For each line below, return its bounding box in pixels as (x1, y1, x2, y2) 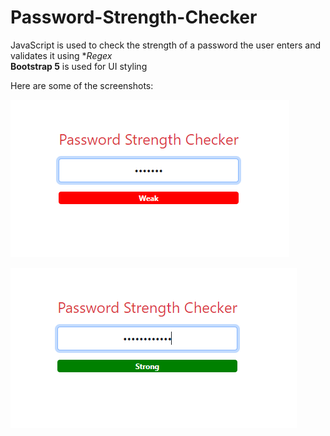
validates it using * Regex (10, 49, 113, 61)
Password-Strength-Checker (10, 6, 258, 29)
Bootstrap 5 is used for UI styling (10, 60, 148, 72)
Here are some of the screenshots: (10, 79, 154, 91)
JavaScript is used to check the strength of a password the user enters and (10, 39, 321, 51)
